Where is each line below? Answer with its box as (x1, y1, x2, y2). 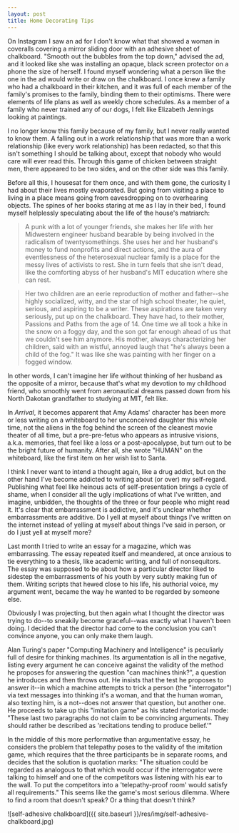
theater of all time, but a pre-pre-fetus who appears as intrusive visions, (7, 430, 219, 439)
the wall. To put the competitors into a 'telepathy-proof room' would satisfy (7, 780, 228, 789)
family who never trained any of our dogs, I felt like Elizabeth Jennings (7, 105, 214, 113)
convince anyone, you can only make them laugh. (7, 631, 153, 640)
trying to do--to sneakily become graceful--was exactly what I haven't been (7, 616, 231, 625)
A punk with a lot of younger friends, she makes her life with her (24, 222, 214, 231)
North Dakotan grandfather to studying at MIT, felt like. (7, 394, 168, 403)
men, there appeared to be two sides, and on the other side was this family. (7, 164, 230, 173)
